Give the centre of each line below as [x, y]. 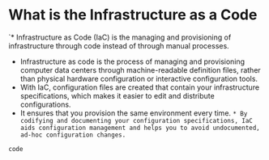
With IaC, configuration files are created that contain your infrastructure [140, 87]
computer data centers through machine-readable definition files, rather [140, 69]
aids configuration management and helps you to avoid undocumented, [140, 128]
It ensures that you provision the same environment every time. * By [134, 113]
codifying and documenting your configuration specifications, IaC [136, 120]
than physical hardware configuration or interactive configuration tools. [139, 78]
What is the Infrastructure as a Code [133, 15]
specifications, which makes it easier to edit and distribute [117, 95]
